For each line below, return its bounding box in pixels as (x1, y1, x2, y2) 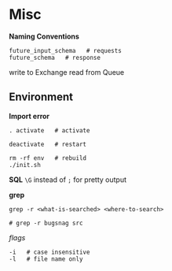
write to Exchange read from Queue (9, 67, 125, 76)
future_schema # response (9, 54, 101, 61)
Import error (9, 111, 50, 121)
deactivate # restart (9, 140, 87, 148)
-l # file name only (9, 254, 83, 263)
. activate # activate (9, 126, 90, 135)
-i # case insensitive (9, 248, 90, 256)
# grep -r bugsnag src (9, 219, 83, 227)
